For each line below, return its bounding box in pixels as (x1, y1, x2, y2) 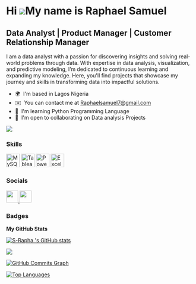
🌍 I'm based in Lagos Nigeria (14, 90, 89, 97)
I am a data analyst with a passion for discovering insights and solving (6, 53, 178, 60)
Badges (6, 211, 29, 220)
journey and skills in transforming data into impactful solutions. (6, 79, 160, 85)
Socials (6, 177, 28, 185)
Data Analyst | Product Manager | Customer (6, 28, 172, 38)
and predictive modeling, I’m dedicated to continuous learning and (6, 65, 169, 73)
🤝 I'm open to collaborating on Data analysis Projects (14, 114, 146, 121)
